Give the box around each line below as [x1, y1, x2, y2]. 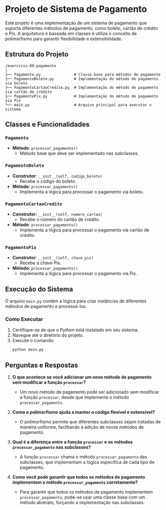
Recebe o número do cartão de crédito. [19, 217, 101, 222]
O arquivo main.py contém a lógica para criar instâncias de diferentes [5, 298, 147, 304]
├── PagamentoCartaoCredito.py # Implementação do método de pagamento [5, 85, 159, 90]
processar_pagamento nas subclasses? [12, 444, 91, 450]
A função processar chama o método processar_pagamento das [19, 454, 148, 460]
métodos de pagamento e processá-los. [5, 303, 87, 309]
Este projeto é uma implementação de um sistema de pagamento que [5, 20, 147, 26]
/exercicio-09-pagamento [5, 63, 56, 68]
